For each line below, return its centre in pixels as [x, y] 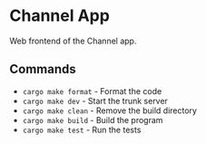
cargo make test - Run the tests [82, 130]
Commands [43, 69]
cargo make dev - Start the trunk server [95, 101]
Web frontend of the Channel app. [73, 41]
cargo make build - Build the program [93, 120]
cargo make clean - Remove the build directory [110, 110]
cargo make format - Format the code [92, 91]
